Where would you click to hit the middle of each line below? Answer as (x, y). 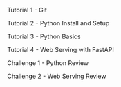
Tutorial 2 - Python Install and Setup (58, 23)
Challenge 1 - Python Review (48, 63)
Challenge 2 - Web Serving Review (57, 76)
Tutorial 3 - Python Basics (44, 36)
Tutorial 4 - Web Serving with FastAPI (60, 50)
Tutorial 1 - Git (27, 10)
